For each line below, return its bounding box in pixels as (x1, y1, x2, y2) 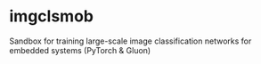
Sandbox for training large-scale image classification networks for (9, 36, 252, 46)
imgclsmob (9, 6, 94, 27)
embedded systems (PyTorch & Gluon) (9, 44, 151, 55)
